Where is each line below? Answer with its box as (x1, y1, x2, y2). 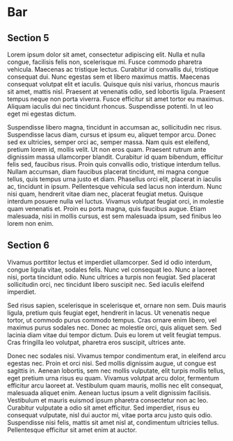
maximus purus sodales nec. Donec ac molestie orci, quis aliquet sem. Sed (7, 323, 222, 332)
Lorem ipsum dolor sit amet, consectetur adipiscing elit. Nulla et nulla (7, 50, 205, 59)
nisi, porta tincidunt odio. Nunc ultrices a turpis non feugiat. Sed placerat (7, 272, 216, 281)
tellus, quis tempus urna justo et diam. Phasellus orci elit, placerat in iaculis (7, 175, 222, 183)
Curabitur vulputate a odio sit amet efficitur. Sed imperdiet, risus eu (7, 403, 200, 412)
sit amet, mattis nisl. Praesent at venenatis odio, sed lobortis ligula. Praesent (7, 88, 225, 95)
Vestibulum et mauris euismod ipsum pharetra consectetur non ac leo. (7, 396, 209, 404)
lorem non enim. (7, 219, 54, 227)
